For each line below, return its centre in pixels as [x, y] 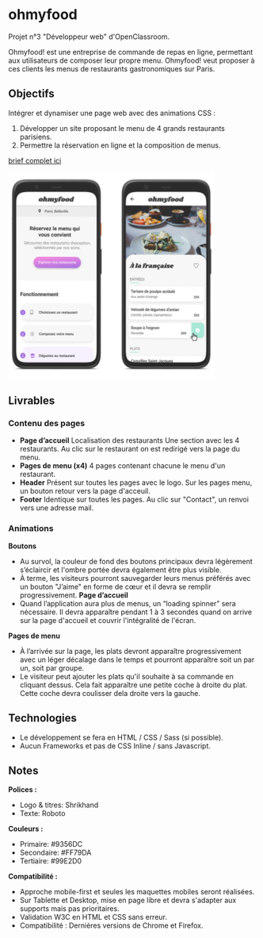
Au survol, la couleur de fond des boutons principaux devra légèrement [136, 561]
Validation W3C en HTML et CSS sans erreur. [93, 917]
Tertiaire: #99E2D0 [50, 861]
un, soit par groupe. [52, 667]
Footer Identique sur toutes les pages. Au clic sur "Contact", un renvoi [134, 500]
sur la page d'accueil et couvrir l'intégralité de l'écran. [108, 620]
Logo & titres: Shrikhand [59, 805]
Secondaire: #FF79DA [55, 853]
